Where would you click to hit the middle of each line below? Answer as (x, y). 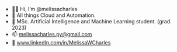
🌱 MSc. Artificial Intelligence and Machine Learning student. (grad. (92, 21)
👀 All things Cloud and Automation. (53, 15)
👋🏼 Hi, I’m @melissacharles (44, 9)
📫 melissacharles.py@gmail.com (52, 34)
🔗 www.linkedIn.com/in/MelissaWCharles (61, 43)
